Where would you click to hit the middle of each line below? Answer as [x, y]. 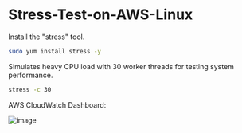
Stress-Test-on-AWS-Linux [101, 15]
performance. [31, 75]
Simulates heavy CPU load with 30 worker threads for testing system [121, 66]
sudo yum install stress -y [55, 51]
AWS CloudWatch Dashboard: [57, 104]
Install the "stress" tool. [47, 37]
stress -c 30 [30, 89]
